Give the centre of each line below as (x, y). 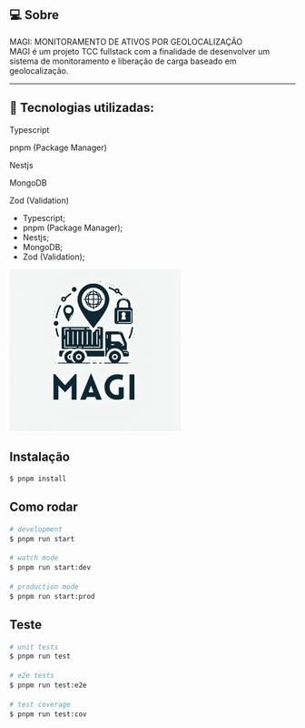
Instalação (40, 456)
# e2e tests (32, 676)
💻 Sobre (34, 15)
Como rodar (44, 507)
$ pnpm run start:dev (50, 568)
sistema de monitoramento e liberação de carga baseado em (123, 61)
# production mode (44, 587)
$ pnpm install (38, 479)
